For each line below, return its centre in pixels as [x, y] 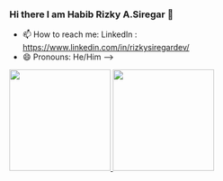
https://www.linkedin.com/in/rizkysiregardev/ [106, 48]
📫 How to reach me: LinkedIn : [80, 34]
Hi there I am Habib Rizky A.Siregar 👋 [91, 14]
